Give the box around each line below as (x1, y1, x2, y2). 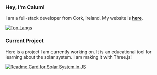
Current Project (5, 37, 44, 44)
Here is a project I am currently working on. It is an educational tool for (5, 49, 152, 55)
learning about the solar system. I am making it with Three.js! (5, 54, 132, 60)
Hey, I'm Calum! (5, 4, 45, 11)
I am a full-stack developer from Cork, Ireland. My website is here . (5, 15, 143, 21)
